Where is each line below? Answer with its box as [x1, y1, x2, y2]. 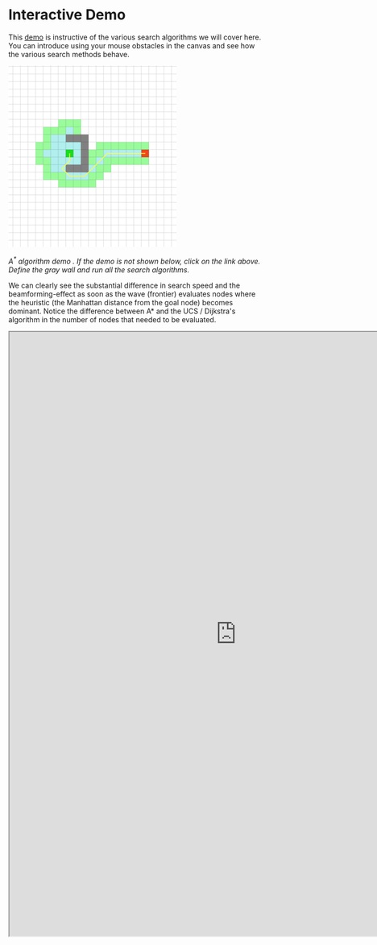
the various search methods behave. [8, 49, 130, 59]
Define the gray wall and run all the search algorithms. [8, 264, 190, 275]
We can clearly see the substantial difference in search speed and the [8, 280, 240, 290]
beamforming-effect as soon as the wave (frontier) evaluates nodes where [8, 288, 256, 299]
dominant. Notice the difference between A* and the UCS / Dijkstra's [8, 306, 236, 316]
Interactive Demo [8, 6, 126, 24]
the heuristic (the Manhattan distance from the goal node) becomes [8, 297, 234, 307]
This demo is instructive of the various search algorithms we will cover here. [8, 32, 262, 42]
